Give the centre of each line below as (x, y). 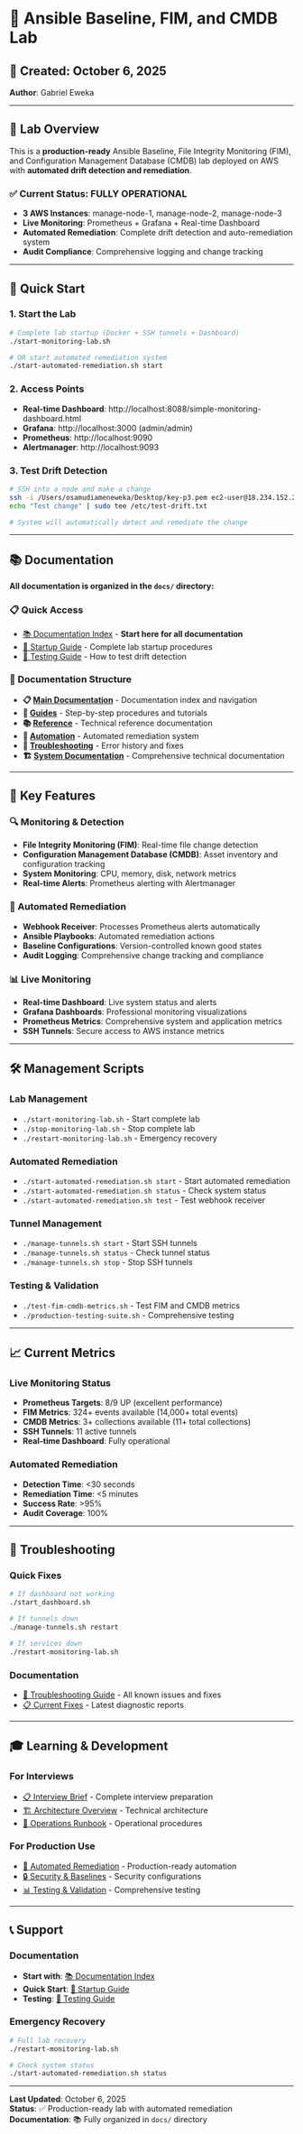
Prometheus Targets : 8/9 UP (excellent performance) (122, 1403)
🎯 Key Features (53, 796)
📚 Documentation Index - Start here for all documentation (133, 633)
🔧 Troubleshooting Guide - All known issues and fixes (122, 1695)
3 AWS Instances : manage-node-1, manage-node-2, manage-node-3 (152, 213)
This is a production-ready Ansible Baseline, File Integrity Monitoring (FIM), (150, 151)
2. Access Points (47, 389)
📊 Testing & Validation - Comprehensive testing (111, 1889)
